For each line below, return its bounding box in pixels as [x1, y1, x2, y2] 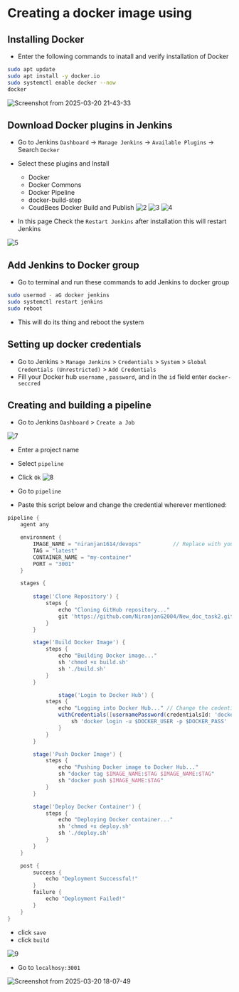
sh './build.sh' [58, 665, 107, 673]
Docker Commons [28, 181, 82, 189]
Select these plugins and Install [17, 159, 110, 168]
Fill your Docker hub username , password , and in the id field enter [17, 372, 208, 381]
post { [20, 862, 40, 869]
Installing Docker [7, 33, 85, 46]
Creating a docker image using [7, 5, 192, 21]
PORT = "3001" [33, 560, 75, 567]
